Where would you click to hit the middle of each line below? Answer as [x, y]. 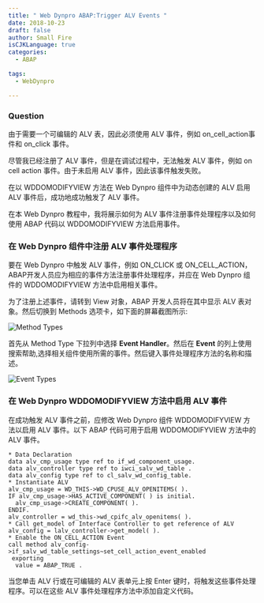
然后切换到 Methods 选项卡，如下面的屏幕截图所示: [104, 311]
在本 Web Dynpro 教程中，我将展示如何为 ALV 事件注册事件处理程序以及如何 [132, 213]
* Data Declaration [40, 454]
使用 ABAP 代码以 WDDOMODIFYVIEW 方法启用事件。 [96, 224]
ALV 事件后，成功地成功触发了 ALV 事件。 [76, 197]
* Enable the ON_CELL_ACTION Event [67, 537]
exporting [28, 558]
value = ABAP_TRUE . [49, 565]
